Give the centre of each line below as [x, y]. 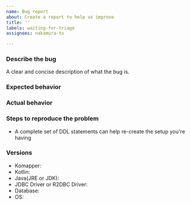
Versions [19, 153]
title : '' [18, 22]
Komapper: [28, 166]
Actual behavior [29, 103]
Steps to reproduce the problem [52, 119]
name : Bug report [27, 11]
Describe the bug [31, 59]
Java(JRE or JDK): [37, 178]
